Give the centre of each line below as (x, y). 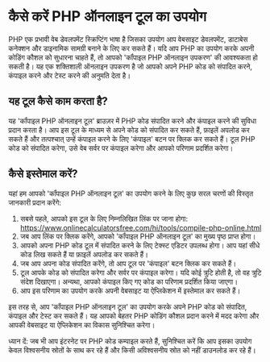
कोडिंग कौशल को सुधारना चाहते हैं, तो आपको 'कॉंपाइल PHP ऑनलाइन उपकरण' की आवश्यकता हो (133, 57)
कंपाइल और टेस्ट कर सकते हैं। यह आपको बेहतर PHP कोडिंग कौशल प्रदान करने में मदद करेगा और (134, 316)
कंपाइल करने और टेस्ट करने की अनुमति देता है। (70, 75)
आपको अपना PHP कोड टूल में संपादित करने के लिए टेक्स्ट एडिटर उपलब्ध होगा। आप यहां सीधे (140, 245)
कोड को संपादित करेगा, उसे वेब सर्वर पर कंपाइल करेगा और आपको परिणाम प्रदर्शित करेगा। (121, 148)
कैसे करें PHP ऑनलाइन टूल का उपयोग (108, 17)
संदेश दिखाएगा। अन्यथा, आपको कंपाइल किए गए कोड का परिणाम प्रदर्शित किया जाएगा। (129, 281)
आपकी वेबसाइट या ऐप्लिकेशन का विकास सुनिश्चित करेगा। (82, 325)
